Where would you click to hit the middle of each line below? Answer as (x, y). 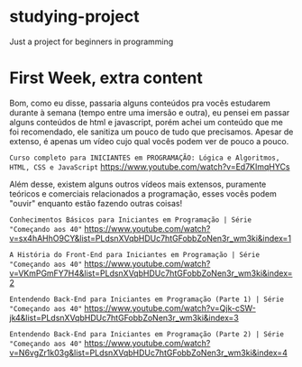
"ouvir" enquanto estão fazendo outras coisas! (96, 203)
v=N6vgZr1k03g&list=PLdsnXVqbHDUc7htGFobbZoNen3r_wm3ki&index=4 (149, 353)
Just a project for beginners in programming (92, 41)
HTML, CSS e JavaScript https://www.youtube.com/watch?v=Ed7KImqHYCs (150, 166)
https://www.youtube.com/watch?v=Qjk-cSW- (170, 307)
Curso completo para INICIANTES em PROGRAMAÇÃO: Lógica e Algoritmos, (145, 158)
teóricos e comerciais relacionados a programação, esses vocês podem (143, 193)
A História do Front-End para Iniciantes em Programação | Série (134, 254)
